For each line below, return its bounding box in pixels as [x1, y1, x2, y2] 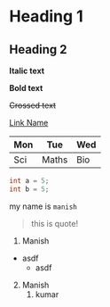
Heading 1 [9, 6, 84, 27]
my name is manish [9, 201, 78, 212]
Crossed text [9, 100, 56, 111]
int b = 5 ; [9, 185, 50, 194]
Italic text [9, 65, 45, 76]
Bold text [9, 83, 43, 93]
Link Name [9, 118, 49, 128]
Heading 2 [9, 42, 68, 57]
